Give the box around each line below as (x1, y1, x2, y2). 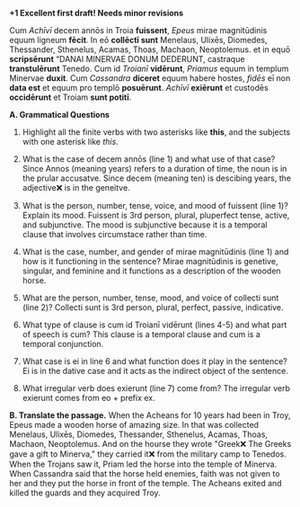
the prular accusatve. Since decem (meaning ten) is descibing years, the (22, 173, 292, 183)
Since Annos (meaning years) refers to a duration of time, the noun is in (22, 164, 287, 173)
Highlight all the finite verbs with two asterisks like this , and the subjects (22, 127, 291, 138)
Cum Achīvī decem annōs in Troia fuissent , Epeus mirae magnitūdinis (9, 25, 268, 35)
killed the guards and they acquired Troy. (9, 487, 161, 498)
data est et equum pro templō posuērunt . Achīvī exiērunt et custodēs (9, 83, 269, 93)
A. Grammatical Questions (9, 110, 110, 120)
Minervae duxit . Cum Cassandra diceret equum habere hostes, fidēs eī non (9, 73, 291, 84)
